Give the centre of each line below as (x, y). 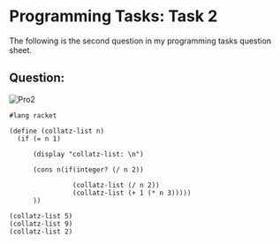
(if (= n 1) (39, 139)
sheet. (21, 50)
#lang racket (33, 115)
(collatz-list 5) (41, 216)
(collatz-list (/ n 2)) (116, 185)
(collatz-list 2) (41, 232)
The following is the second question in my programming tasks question (140, 41)
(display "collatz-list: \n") (88, 154)
